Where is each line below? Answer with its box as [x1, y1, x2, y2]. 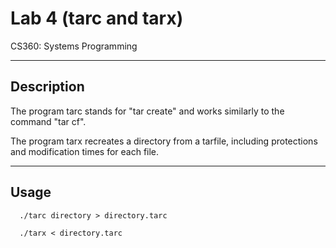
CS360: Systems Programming [10, 40, 138, 52]
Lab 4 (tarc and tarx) [10, 7, 184, 30]
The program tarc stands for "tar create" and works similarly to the [10, 105, 285, 117]
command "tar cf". [10, 115, 87, 127]
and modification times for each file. [10, 145, 160, 157]
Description [10, 78, 85, 96]
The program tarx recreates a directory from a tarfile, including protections [10, 135, 318, 147]
